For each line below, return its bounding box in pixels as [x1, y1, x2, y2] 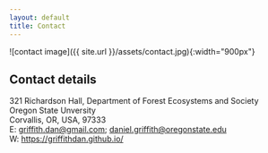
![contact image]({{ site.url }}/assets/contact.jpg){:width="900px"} [9, 46, 255, 56]
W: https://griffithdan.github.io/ [9, 133, 124, 144]
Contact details [9, 72, 97, 87]
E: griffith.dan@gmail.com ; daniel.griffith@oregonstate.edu [9, 124, 227, 135]
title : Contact [9, 21, 66, 30]
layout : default [9, 13, 70, 22]
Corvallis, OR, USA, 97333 [9, 115, 107, 125]
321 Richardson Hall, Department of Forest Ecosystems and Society [9, 96, 259, 106]
